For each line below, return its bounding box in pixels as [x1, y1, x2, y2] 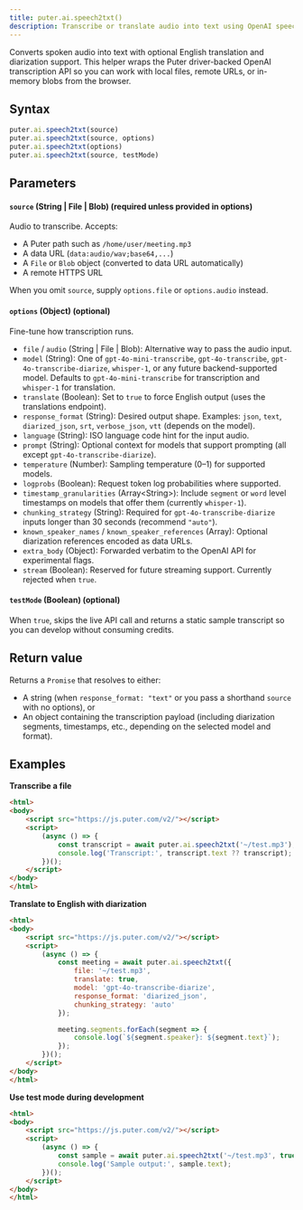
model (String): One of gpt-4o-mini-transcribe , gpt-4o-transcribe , [22, 353, 270, 364]
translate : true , [73, 975, 140, 984]
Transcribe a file [9, 780, 72, 791]
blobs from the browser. [41, 75, 132, 86]
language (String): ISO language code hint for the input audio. [22, 430, 250, 440]
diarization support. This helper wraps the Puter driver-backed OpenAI [9, 56, 272, 67]
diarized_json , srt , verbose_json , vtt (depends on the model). [22, 420, 255, 430]
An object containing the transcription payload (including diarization [22, 711, 275, 722]
